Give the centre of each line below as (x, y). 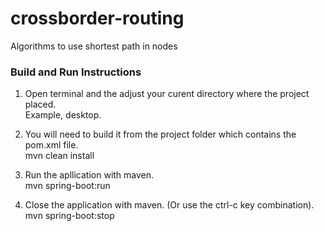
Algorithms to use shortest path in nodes (94, 46)
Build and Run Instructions (76, 72)
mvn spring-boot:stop (69, 216)
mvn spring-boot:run (67, 186)
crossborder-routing (97, 18)
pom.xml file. (51, 145)
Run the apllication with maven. (89, 175)
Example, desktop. (63, 115)
